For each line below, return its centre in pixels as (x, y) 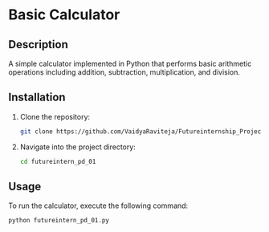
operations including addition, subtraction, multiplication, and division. (124, 72)
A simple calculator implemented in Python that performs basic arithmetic (130, 63)
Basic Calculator (64, 15)
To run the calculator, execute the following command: (98, 206)
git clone (37, 131)
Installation (37, 98)
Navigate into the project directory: (78, 147)
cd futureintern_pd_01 (58, 161)
